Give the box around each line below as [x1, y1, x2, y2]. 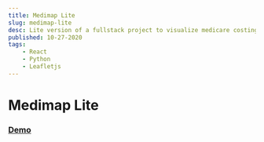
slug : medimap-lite [8, 19, 72, 27]
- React [22, 48, 47, 56]
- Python [22, 56, 51, 64]
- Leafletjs [22, 63, 61, 71]
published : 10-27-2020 [8, 33, 82, 42]
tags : [8, 41, 26, 49]
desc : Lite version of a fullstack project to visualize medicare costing [8, 26, 258, 34]
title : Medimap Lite [8, 11, 76, 20]
